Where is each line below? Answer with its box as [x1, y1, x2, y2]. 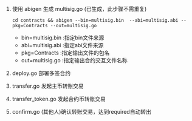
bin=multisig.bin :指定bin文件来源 [21, 34, 105, 41]
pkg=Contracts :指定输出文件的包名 [21, 49, 110, 56]
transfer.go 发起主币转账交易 [12, 82, 84, 90]
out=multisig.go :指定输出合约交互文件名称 [21, 57, 128, 64]
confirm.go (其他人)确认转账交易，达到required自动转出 [12, 108, 152, 115]
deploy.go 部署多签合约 [12, 70, 71, 77]
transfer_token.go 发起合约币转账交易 [12, 96, 106, 102]
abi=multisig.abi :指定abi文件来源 [21, 42, 104, 48]
